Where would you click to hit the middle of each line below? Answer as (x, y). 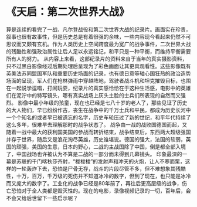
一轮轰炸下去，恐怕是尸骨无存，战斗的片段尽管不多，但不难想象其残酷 (101, 168)
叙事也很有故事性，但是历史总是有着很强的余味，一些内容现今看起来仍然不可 (98, 36)
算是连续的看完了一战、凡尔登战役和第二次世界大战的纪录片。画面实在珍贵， (98, 29)
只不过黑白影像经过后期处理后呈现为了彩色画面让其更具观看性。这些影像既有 (98, 66)
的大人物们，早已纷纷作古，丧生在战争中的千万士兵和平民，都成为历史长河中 (98, 110)
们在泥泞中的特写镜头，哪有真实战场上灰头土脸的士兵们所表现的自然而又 (93, 95)
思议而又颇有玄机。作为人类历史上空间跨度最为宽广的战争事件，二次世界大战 (98, 44)
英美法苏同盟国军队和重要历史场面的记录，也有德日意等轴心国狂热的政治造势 (98, 73)
